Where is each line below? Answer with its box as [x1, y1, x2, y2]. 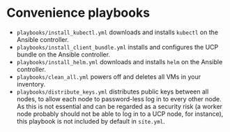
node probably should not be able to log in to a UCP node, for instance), [16, 110, 224, 118]
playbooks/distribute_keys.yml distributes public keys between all [16, 87, 209, 96]
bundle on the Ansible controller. [16, 50, 111, 59]
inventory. [16, 80, 46, 88]
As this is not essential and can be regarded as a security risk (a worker [16, 102, 223, 110]
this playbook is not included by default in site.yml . [16, 117, 165, 125]
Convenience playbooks [6, 5, 151, 21]
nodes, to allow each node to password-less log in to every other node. [16, 94, 222, 103]
